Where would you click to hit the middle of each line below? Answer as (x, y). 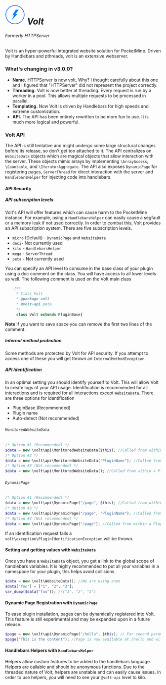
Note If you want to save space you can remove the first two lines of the (79, 324)
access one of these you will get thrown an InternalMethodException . (76, 358)
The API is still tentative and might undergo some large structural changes (80, 145)
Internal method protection (33, 341)
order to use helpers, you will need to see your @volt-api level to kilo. (76, 677)
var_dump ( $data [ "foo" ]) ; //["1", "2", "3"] (51, 591)
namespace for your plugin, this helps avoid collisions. (61, 571)
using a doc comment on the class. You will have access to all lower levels (81, 273)
